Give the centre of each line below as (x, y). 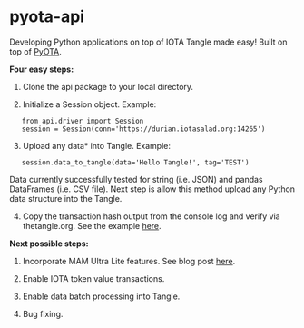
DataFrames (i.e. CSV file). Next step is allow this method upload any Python (152, 189)
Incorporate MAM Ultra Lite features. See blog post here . (129, 261)
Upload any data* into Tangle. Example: (96, 145)
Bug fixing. (43, 313)
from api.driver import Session (83, 121)
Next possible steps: (49, 244)
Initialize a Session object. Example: (89, 104)
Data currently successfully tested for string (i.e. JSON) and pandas (136, 179)
